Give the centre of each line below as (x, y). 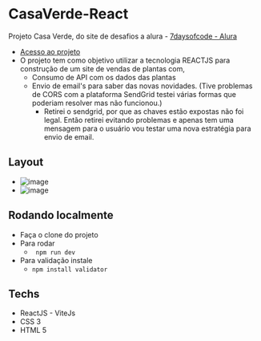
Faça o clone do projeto (59, 234)
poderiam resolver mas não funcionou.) (97, 103)
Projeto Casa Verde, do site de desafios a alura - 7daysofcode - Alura (123, 36)
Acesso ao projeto (50, 51)
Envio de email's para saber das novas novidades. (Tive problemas (142, 86)
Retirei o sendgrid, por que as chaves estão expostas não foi (144, 111)
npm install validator (70, 270)
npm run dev (56, 252)
